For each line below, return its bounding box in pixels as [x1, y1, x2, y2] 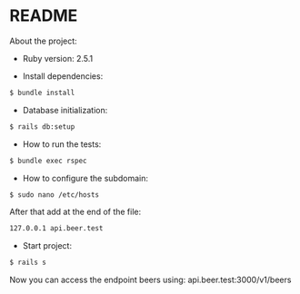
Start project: [22, 240, 73, 251]
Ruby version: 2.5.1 [22, 53, 94, 64]
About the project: [9, 35, 77, 46]
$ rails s [9, 258, 47, 268]
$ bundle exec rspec [9, 156, 88, 165]
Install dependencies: [22, 70, 104, 82]
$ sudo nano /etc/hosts [9, 190, 100, 200]
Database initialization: [22, 104, 108, 115]
